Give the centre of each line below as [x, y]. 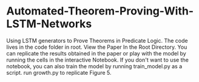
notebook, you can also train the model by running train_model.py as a [94, 66]
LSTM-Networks [49, 24]
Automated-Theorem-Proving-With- [100, 11]
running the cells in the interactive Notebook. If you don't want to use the [98, 60]
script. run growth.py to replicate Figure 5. [59, 72]
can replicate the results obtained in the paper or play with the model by [96, 53]
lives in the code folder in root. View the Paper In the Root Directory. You [97, 47]
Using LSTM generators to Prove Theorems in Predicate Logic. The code [97, 40]
